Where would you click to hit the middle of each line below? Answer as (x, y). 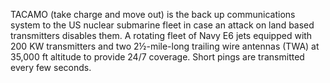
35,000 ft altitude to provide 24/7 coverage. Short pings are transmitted (157, 57)
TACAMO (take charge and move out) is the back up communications (153, 14)
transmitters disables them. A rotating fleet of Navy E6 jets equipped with (161, 35)
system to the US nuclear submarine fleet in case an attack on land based (162, 25)
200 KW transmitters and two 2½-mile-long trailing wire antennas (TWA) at (165, 46)
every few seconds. (51, 67)
